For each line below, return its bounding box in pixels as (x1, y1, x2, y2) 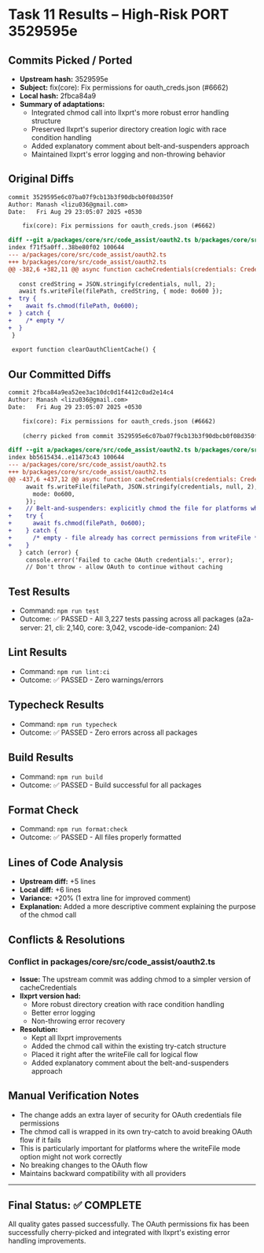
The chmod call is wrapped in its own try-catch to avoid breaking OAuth (19, 1126, 253, 1136)
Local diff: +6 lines (19, 885, 82, 894)
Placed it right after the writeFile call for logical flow (31, 1049, 199, 1059)
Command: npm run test (19, 606, 100, 615)
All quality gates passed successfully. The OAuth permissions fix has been (8, 1219, 250, 1229)
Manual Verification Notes (8, 1089, 139, 1103)
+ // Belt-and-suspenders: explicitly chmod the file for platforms (8, 505, 247, 513)
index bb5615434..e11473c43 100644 (8, 454, 125, 462)
